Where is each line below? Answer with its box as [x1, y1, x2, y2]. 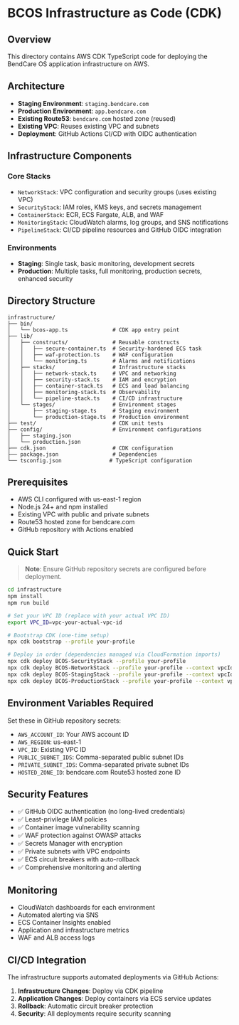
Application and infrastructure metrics [17, 926, 129, 935]
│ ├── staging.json [7, 432, 72, 439]
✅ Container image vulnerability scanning [17, 823, 140, 832]
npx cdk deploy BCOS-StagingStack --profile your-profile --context [7, 671, 215, 678]
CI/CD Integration [7, 954, 87, 966]
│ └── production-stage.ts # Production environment [7, 413, 190, 420]
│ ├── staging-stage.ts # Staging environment [7, 407, 180, 414]
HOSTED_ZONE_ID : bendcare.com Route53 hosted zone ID [17, 768, 181, 776]
